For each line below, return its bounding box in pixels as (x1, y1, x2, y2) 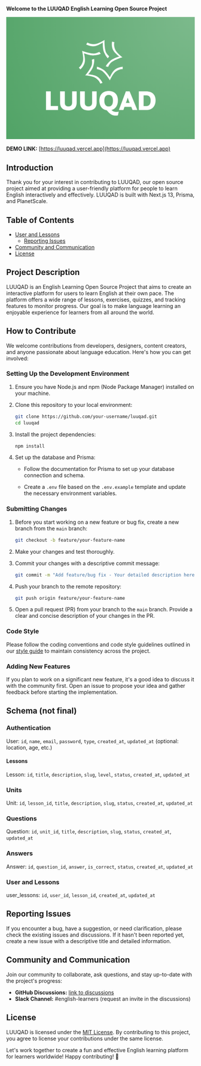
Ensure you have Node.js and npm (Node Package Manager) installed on (14, 383, 194, 390)
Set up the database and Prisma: (14, 454, 96, 461)
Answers (6, 849, 33, 857)
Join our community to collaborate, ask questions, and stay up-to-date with (6, 971, 193, 978)
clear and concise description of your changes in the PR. (14, 612, 155, 620)
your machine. (14, 389, 51, 397)
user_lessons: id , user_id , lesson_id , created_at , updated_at (6, 892, 156, 899)
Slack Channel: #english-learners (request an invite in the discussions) (14, 995, 191, 1002)
